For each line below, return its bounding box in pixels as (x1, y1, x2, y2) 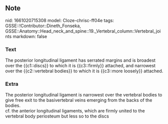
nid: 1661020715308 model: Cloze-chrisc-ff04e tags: (5, 17, 114, 23)
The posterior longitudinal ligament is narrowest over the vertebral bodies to (5, 92, 162, 98)
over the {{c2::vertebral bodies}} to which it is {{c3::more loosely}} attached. (5, 68, 163, 74)
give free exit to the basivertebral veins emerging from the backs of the (5, 97, 152, 103)
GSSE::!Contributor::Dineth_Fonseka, (5, 23, 81, 29)
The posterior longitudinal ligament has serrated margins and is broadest (5, 57, 156, 63)
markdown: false (13, 33, 48, 39)
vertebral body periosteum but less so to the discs (5, 113, 109, 119)
